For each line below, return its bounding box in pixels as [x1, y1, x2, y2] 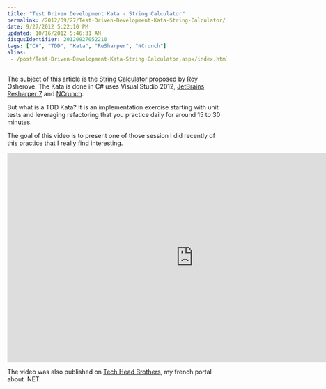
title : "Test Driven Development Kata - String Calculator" [7, 10, 186, 17]
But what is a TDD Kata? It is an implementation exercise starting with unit [7, 102, 219, 112]
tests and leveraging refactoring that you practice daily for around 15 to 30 [7, 110, 221, 119]
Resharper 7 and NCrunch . [7, 89, 84, 98]
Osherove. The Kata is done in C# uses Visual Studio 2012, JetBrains [7, 82, 205, 91]
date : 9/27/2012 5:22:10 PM [7, 23, 89, 30]
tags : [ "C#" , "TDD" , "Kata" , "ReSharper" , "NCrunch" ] [7, 43, 167, 49]
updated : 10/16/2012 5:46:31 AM [7, 29, 101, 37]
